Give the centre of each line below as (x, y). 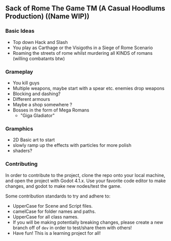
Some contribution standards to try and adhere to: (58, 196)
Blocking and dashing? (36, 94)
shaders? (22, 151)
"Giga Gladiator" (38, 115)
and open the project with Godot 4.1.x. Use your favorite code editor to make (86, 181)
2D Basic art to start (34, 140)
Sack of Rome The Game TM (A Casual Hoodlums (85, 8)
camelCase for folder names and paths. (54, 211)
